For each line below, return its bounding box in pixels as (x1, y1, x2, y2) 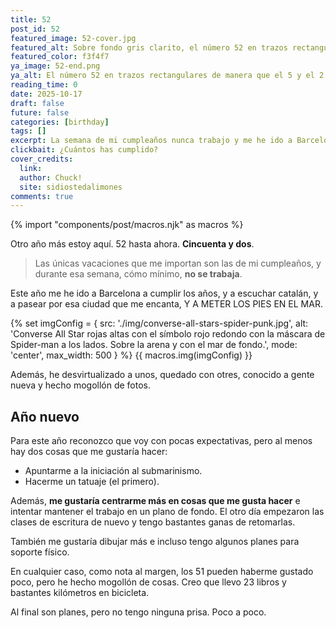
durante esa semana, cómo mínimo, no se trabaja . (34, 268, 243, 280)
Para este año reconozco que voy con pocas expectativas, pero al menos (10, 435, 313, 447)
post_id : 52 (10, 24, 60, 34)
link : (19, 163, 43, 173)
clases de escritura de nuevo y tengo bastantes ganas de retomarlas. (10, 516, 296, 528)
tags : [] (10, 126, 47, 136)
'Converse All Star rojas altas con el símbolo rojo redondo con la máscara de (10, 328, 326, 340)
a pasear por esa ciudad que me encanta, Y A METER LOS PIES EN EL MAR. (10, 298, 323, 310)
